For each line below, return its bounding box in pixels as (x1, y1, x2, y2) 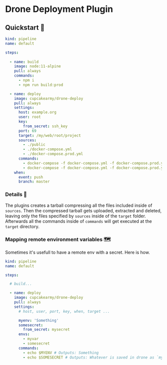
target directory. (5, 223, 40, 229)
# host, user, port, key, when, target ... (18, 309, 110, 314)
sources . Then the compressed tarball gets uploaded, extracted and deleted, (5, 207, 162, 213)
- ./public (23, 142, 46, 147)
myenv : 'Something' (18, 318, 59, 323)
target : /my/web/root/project (18, 133, 81, 138)
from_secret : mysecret (23, 327, 70, 332)
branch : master (18, 179, 50, 184)
